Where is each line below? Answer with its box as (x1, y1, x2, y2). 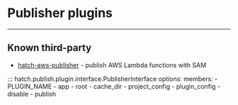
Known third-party (7, 42, 92, 54)
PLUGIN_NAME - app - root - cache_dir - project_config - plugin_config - (7, 82, 221, 90)
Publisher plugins (7, 5, 113, 21)
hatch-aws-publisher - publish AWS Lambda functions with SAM (17, 60, 207, 69)
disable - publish (7, 89, 57, 98)
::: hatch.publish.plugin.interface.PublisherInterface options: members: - (7, 74, 218, 83)
